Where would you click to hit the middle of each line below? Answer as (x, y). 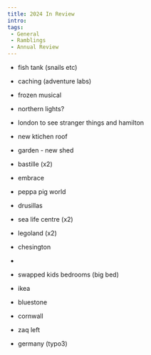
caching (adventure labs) (54, 81)
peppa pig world (42, 192)
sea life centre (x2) (45, 219)
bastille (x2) (35, 164)
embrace (31, 178)
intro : (17, 21)
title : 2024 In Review (41, 14)
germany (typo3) (42, 344)
